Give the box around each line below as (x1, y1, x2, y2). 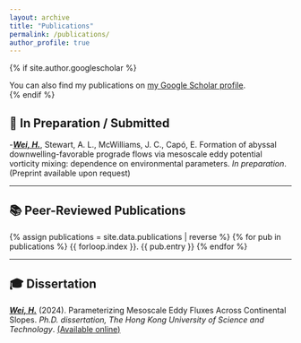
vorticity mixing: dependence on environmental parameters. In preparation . (9, 159, 287, 169)
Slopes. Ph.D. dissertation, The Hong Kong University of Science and (9, 314, 264, 325)
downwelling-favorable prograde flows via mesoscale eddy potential (9, 149, 262, 159)
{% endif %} (9, 90, 56, 100)
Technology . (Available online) (9, 323, 121, 334)
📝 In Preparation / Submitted (9, 116, 170, 131)
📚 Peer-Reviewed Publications (9, 203, 186, 219)
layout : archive (9, 13, 70, 22)
